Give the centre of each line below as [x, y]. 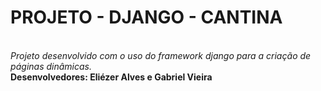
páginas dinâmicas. [51, 66]
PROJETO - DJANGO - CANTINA [146, 17]
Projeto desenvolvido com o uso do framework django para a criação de [161, 55]
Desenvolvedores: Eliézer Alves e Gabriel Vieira [111, 77]
